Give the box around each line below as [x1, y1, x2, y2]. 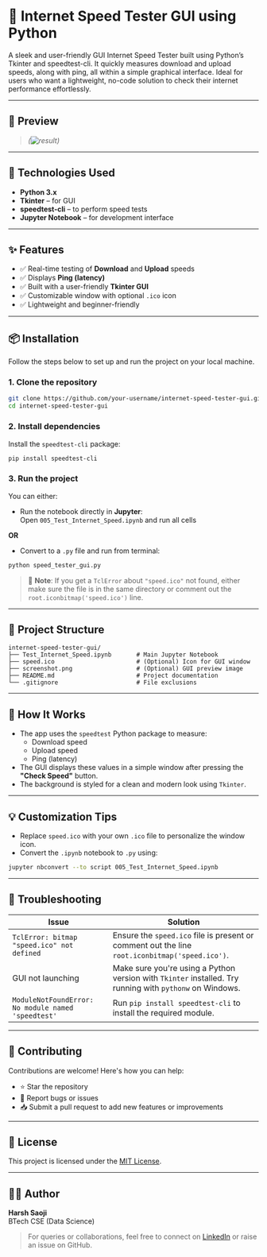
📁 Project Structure [8, 623, 105, 636]
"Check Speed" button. [19, 771, 99, 781]
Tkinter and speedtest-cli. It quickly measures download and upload [8, 59, 232, 68]
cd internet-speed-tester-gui [8, 402, 109, 410]
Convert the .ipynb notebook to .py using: [19, 848, 158, 857]
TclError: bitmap [12, 933, 78, 942]
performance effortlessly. [8, 83, 91, 94]
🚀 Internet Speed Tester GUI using [8, 7, 237, 25]
